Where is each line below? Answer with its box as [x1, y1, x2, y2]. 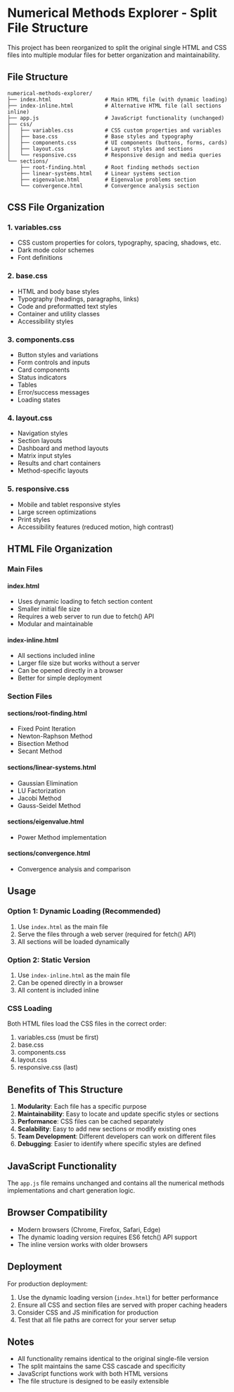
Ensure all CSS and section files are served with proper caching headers [17, 1300, 228, 1309]
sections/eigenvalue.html [7, 817, 84, 826]
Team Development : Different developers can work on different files [17, 1132, 216, 1141]
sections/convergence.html [7, 849, 91, 857]
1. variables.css [7, 223, 62, 232]
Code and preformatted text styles [17, 302, 117, 311]
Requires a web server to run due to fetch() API [17, 612, 155, 621]
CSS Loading [7, 1003, 53, 1013]
